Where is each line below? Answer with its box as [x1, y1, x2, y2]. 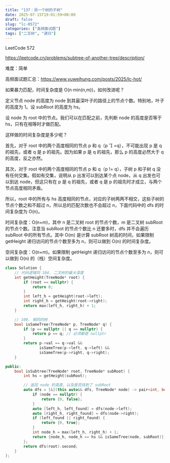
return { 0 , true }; [41, 420, 80, 425]
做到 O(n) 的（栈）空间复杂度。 [9, 256, 75, 261]
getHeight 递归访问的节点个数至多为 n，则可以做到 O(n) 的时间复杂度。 [5, 238, 153, 244]
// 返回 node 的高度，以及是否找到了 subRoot [23, 382, 111, 388]
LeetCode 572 [5, 45, 35, 51]
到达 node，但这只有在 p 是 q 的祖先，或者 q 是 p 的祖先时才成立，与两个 [9, 179, 162, 185]
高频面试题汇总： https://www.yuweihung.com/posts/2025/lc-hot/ [5, 76, 142, 82]
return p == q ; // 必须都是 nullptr [32, 331, 107, 336]
